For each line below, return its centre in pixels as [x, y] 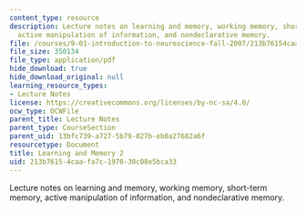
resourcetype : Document [55, 145]
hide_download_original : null [67, 77]
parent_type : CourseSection [63, 128]
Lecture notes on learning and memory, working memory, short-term [138, 187]
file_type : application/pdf [63, 60]
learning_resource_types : [58, 86]
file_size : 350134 [44, 52]
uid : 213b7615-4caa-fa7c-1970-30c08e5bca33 [93, 162]
